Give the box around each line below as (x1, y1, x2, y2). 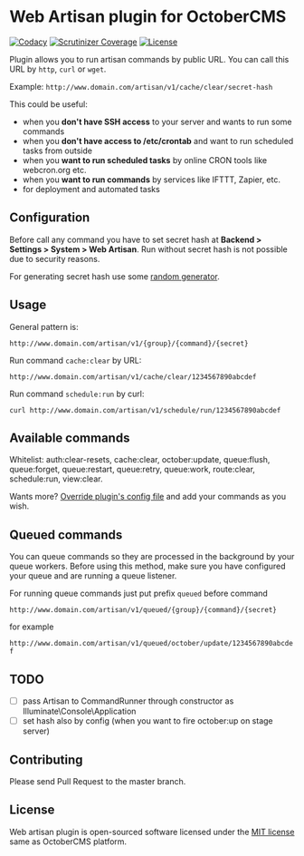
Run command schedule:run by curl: (9, 388, 145, 399)
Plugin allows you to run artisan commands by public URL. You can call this (9, 53, 290, 64)
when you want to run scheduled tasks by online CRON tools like (22, 154, 268, 165)
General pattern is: (9, 321, 79, 332)
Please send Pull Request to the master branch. (9, 775, 186, 786)
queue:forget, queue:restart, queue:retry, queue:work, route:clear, (9, 464, 256, 475)
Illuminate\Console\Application (22, 705, 137, 717)
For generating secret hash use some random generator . (9, 270, 220, 282)
